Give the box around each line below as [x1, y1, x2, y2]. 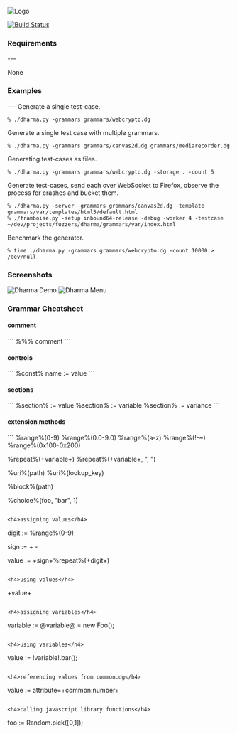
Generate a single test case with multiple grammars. [7, 128, 160, 137]
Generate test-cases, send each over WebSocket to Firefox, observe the [7, 181, 219, 189]
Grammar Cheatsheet [7, 303, 84, 313]
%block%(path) [7, 482, 54, 491]
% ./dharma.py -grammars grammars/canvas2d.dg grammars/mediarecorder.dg [7, 142, 231, 149]
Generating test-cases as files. [7, 154, 97, 163]
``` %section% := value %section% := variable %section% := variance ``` [7, 401, 220, 410]
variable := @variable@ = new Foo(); [7, 621, 115, 629]
